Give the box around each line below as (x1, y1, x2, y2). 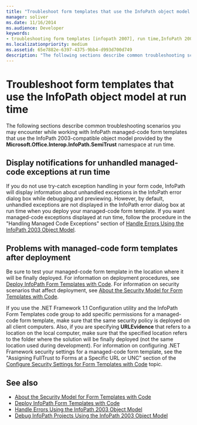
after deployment (6, 252, 71, 262)
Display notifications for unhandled (6, 158, 138, 168)
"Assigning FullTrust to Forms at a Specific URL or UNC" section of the (6, 354, 176, 362)
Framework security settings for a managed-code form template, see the (6, 348, 182, 356)
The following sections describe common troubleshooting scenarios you (6, 122, 181, 129)
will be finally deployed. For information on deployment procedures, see (6, 275, 180, 282)
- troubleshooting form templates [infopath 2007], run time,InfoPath (6, 36, 182, 42)
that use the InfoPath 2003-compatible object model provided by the (6, 135, 172, 142)
